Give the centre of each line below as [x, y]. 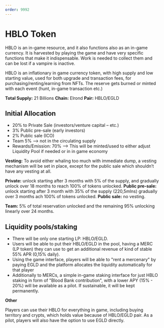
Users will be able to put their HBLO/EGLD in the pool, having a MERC [82, 244]
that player [23, 270]
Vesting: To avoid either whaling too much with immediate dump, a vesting [81, 161]
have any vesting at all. [28, 171]
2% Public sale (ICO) [33, 136]
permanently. [26, 291]
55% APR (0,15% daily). [36, 254]
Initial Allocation [30, 113]
